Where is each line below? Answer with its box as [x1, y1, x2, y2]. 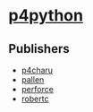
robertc [21, 93, 49, 104]
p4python [8, 5, 84, 26]
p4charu [21, 65, 54, 75]
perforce [21, 84, 55, 94]
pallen [21, 74, 45, 85]
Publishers [8, 41, 70, 56]
